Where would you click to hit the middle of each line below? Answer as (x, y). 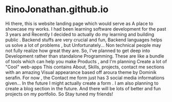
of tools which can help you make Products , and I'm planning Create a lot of (86, 61)
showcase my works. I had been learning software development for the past (86, 29)
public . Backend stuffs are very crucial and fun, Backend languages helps (84, 40)
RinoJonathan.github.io (57, 9)
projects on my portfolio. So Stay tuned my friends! (59, 94)
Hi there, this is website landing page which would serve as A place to (79, 23)
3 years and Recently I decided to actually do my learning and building (80, 34)
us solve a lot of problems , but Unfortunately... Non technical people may (83, 45)
